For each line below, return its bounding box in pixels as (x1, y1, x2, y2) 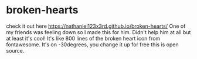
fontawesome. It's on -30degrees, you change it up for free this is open (6, 41, 179, 48)
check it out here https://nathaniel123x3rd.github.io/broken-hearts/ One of (6, 23, 186, 30)
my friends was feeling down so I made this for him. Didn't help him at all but (6, 28, 191, 35)
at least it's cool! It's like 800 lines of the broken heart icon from (6, 35, 161, 42)
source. (6, 47, 25, 54)
